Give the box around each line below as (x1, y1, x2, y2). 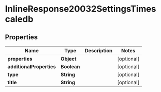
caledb (5, 14, 34, 25)
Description (85, 47, 113, 54)
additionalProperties (7, 63, 56, 70)
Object (60, 56, 77, 62)
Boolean (60, 63, 80, 70)
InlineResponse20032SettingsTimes (5, 3, 157, 15)
